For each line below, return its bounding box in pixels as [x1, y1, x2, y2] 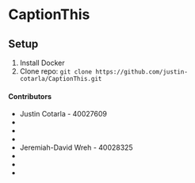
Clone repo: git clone [19, 67, 93, 76]
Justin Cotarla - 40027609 [19, 109, 107, 119]
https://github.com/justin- [94, 68, 189, 76]
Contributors [8, 91, 52, 101]
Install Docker [19, 58, 65, 67]
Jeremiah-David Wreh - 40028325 [19, 143, 133, 152]
